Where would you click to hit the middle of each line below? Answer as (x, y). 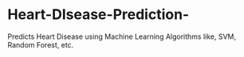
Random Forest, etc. (41, 44)
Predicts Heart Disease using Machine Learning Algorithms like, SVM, (122, 36)
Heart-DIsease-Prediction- (98, 15)
